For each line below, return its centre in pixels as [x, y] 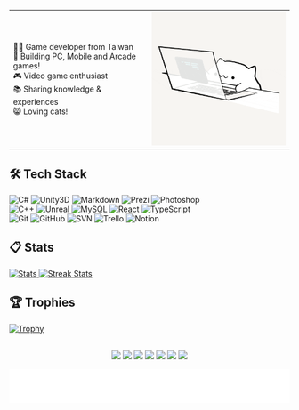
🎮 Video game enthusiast [61, 76]
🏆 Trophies [42, 303]
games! [27, 66]
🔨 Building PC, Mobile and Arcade [74, 56]
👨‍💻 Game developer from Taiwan [73, 47]
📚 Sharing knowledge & [57, 89]
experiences [36, 102]
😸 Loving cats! [40, 111]
